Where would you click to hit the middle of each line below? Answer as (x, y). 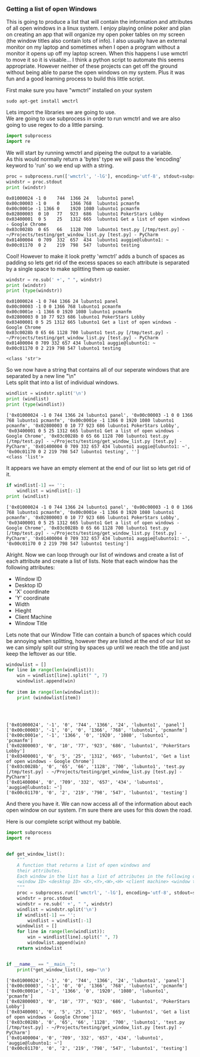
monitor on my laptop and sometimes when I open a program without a (93, 47)
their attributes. (40, 871)
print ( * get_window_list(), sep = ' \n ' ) (64, 969)
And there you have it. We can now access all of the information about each (99, 804)
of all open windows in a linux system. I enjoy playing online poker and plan (99, 28)
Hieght (23, 610)
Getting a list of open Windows (51, 9)
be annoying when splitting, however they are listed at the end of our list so (98, 641)
